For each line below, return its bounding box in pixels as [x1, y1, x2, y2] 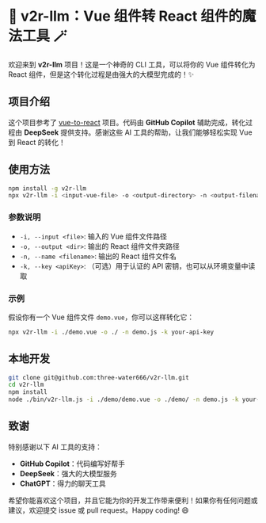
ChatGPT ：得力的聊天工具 [19, 479, 107, 488]
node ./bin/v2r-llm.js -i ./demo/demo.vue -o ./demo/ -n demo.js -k [8, 395, 239, 404]
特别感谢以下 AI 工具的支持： [8, 441, 103, 452]
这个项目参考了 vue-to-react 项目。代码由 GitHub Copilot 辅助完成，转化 [8, 117, 246, 127]
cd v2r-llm [8, 381, 44, 389]
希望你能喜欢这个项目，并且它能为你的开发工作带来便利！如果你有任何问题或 [8, 495, 258, 505]
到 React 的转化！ [8, 137, 66, 147]
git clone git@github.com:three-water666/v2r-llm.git [8, 373, 190, 381]
